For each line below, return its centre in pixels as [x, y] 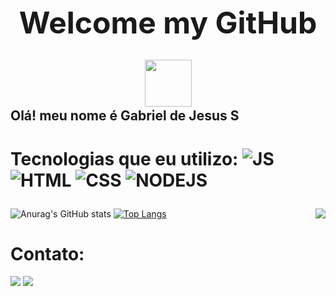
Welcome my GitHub [168, 23]
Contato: [47, 253]
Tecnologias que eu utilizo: [124, 158]
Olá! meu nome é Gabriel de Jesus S [125, 116]
